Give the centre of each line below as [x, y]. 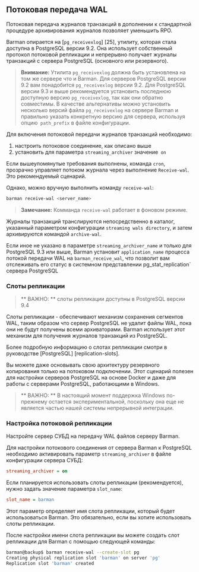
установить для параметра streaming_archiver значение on [90, 152]
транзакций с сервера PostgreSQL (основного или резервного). [87, 61]
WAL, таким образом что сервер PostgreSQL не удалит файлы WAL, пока [99, 323]
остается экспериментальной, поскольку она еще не [116, 401]
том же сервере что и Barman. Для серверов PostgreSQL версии [103, 78]
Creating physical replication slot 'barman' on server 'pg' [83, 558]
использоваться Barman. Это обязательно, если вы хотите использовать [99, 517]
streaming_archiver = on [37, 471]
